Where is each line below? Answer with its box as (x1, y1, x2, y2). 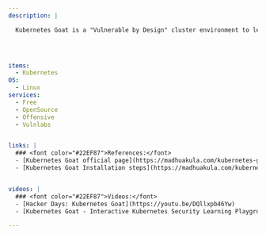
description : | (8, 11, 59, 20)
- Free (15, 98, 37, 106)
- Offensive (15, 113, 55, 121)
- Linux (15, 84, 41, 92)
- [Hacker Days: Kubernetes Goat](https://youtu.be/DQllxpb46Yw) (15, 200, 236, 208)
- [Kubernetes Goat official (15, 156, 112, 165)
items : (8, 61, 30, 70)
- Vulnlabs (15, 121, 51, 129)
